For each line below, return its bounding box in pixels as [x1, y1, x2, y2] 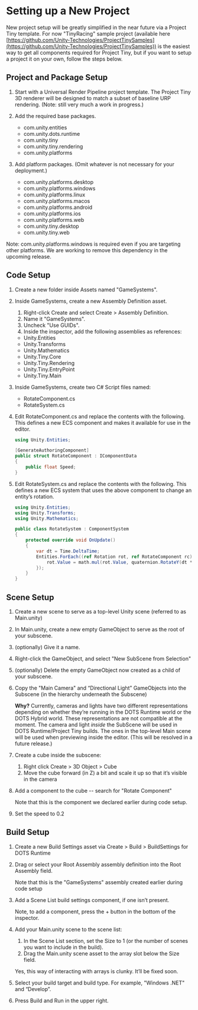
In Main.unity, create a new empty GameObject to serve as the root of [14, 626, 185, 633]
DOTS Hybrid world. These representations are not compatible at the [14, 715, 183, 722]
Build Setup [6, 827, 50, 837]
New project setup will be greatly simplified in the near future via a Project [6, 24, 187, 31]
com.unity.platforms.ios [23, 209, 81, 217]
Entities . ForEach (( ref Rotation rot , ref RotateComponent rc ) [36, 554, 193, 560]
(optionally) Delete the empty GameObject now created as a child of [14, 666, 181, 674]
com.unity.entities [23, 123, 67, 131]
